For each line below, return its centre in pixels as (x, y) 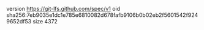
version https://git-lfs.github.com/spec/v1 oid (63, 9)
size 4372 (45, 21)
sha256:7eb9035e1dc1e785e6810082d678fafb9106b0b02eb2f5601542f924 (102, 15)
